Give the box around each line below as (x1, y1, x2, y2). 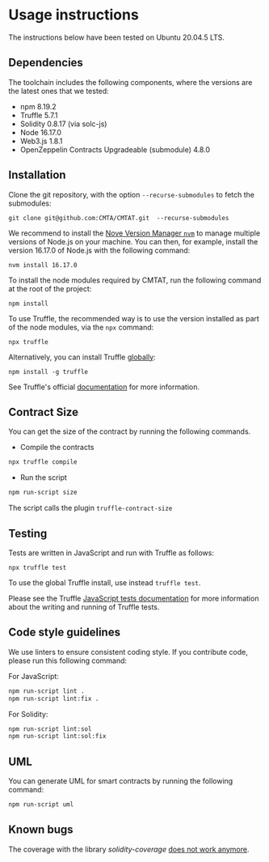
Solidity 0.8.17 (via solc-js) (19, 119, 107, 129)
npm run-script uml (8, 800, 74, 809)
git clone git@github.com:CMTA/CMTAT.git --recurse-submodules (8, 214, 229, 222)
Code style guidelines (8, 626, 121, 639)
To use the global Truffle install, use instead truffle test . (8, 577, 201, 588)
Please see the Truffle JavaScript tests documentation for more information (8, 593, 259, 603)
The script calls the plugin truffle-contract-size (8, 503, 173, 513)
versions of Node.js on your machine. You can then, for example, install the (8, 236, 258, 246)
